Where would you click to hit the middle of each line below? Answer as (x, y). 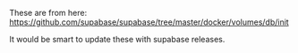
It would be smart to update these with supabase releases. (117, 39)
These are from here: (48, 13)
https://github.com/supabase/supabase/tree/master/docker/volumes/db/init (149, 22)
